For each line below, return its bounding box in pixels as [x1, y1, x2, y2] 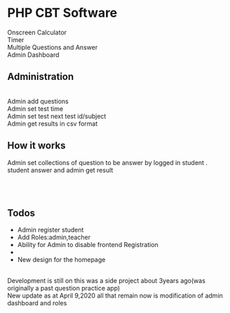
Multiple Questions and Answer [7, 43, 98, 51]
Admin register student [17, 226, 84, 234]
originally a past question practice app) [7, 284, 121, 293]
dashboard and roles [7, 299, 67, 307]
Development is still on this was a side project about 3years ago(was [7, 277, 205, 285]
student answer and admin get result [7, 166, 114, 174]
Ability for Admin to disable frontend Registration [17, 241, 159, 249]
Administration [7, 71, 74, 83]
